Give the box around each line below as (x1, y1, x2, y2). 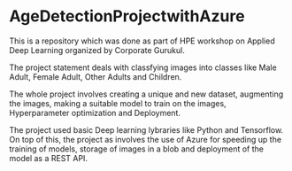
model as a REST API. (9, 152, 88, 163)
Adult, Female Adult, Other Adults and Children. (9, 71, 182, 82)
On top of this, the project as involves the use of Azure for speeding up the (9, 134, 281, 144)
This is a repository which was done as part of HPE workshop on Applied (9, 35, 276, 46)
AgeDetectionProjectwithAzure (9, 6, 245, 27)
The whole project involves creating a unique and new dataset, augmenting (9, 89, 284, 99)
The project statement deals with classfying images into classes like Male (9, 62, 277, 73)
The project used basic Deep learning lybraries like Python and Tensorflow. (9, 124, 284, 135)
